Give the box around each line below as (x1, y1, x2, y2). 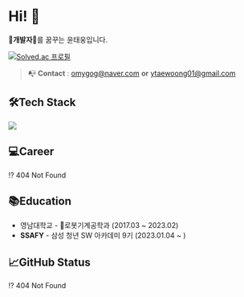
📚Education (8, 194, 72, 208)
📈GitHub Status (8, 255, 91, 269)
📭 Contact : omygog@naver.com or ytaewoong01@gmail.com (27, 68, 236, 78)
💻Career (8, 144, 55, 159)
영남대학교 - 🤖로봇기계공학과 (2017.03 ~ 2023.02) (19, 221, 179, 230)
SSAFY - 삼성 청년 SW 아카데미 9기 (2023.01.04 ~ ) (19, 230, 186, 240)
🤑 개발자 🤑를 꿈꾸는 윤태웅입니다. (8, 35, 108, 44)
